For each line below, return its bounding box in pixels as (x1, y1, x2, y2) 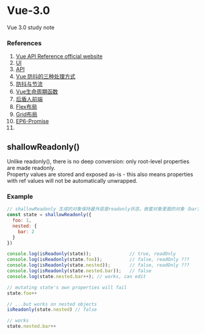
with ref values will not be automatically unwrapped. (7, 177, 137, 185)
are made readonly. (7, 165, 55, 172)
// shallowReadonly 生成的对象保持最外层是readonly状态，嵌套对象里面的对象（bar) (7, 206, 200, 213)
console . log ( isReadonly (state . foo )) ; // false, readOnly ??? (7, 256, 190, 263)
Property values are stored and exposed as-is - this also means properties (7, 171, 193, 178)
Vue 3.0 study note (7, 24, 55, 31)
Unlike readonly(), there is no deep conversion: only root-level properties (7, 158, 190, 165)
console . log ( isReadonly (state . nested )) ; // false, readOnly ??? (7, 262, 190, 268)
